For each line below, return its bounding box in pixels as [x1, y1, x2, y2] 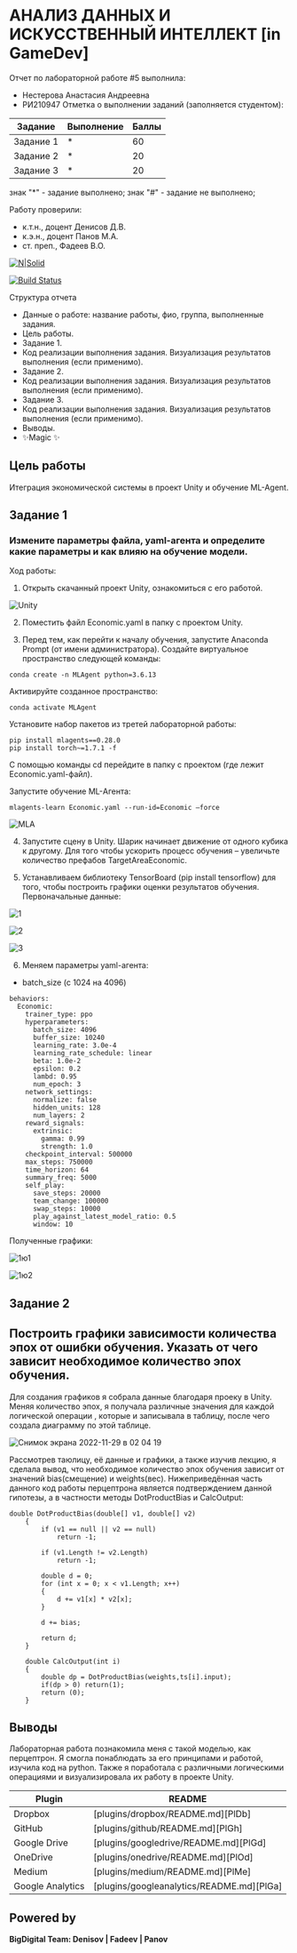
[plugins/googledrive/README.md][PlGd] [92, 1837, 267, 1849]
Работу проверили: [9, 204, 82, 214]
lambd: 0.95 [32, 1072, 77, 1081]
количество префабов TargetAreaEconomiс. [21, 855, 188, 866]
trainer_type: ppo [25, 1010, 93, 1019]
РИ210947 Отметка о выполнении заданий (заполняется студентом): [21, 99, 284, 109]
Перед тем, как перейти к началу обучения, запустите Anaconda [21, 635, 269, 645]
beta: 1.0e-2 [32, 1057, 82, 1066]
